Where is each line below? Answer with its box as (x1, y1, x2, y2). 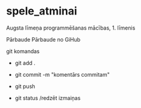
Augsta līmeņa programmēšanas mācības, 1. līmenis (6, 24, 136, 31)
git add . (14, 59, 36, 66)
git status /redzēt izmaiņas (14, 94, 81, 101)
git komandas (6, 47, 40, 55)
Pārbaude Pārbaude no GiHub (6, 36, 81, 43)
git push (14, 83, 35, 90)
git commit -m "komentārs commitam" (14, 71, 110, 78)
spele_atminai (6, 4, 77, 18)
